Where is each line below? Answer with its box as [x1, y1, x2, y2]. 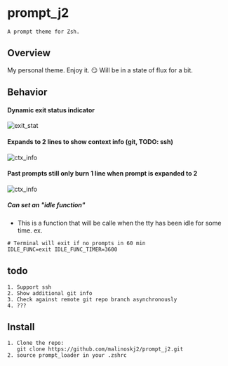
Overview [7, 47, 51, 59]
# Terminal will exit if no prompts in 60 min [7, 240, 146, 247]
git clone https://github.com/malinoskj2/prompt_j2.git [16, 346, 184, 353]
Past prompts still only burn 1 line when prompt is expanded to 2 [7, 169, 198, 178]
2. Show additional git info [7, 289, 93, 296]
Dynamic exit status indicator [7, 105, 95, 114]
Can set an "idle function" [7, 201, 86, 209]
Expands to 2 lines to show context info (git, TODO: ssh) [7, 137, 174, 145]
